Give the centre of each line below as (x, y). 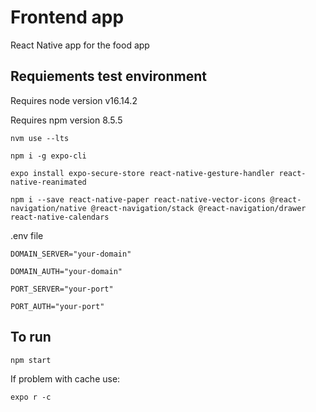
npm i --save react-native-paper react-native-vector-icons (138, 199)
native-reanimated (48, 182)
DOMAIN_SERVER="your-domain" (71, 254)
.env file (27, 235)
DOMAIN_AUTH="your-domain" (66, 271)
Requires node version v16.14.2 (74, 100)
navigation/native (48, 208)
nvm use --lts (40, 138)
